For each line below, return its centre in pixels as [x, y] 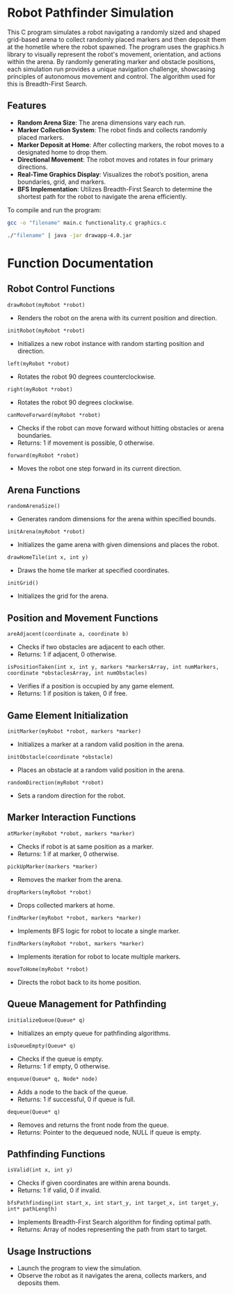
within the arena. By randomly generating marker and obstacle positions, [111, 61]
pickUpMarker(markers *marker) [53, 867]
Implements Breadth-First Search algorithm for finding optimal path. [114, 1222]
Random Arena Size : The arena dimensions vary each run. [101, 123]
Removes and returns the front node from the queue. [93, 1125]
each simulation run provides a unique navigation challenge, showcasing [111, 69]
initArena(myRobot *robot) [46, 532]
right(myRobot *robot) [40, 389]
